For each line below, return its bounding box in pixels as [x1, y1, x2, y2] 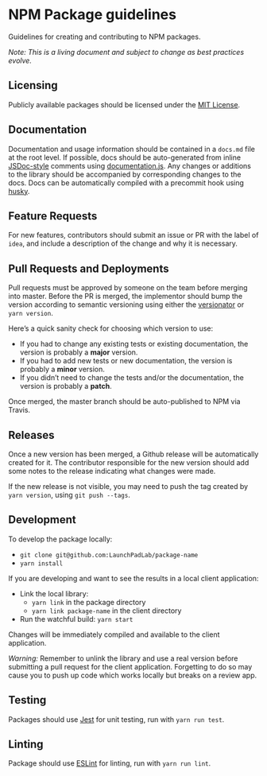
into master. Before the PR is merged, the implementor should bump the [8, 292, 243, 301]
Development [8, 513, 77, 526]
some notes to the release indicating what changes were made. [8, 467, 216, 475]
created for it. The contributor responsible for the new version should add [8, 458, 250, 467]
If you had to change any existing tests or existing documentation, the [19, 339, 249, 349]
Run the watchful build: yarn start [19, 614, 133, 623]
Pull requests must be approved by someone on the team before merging [8, 283, 248, 293]
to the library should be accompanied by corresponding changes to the [8, 169, 242, 179]
